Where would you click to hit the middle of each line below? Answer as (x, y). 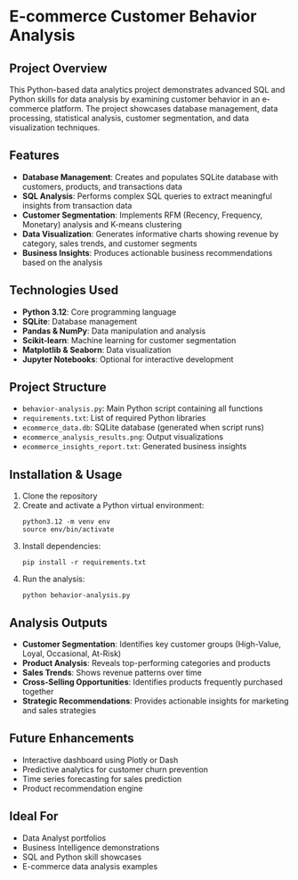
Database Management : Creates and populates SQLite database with (150, 177)
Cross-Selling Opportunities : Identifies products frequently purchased (152, 682)
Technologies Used (64, 290)
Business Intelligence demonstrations (91, 847)
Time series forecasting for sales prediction (102, 778)
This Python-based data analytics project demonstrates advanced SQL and (147, 90)
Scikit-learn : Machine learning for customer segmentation (129, 340)
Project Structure (58, 387)
